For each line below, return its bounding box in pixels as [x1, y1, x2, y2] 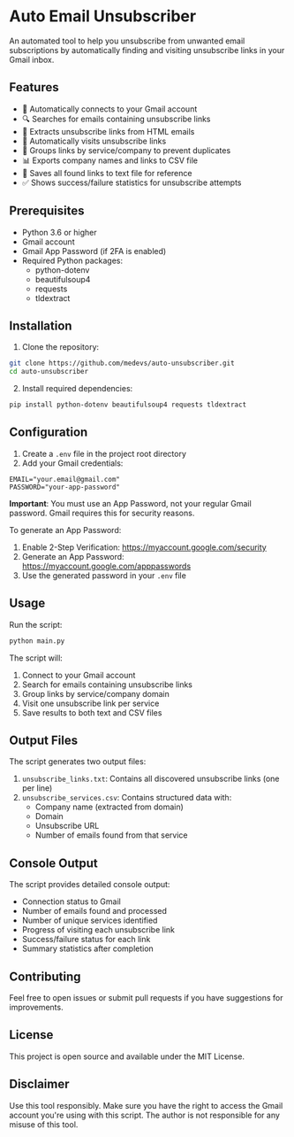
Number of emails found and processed [21, 906, 168, 917]
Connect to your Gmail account [21, 669, 136, 680]
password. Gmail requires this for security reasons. [9, 507, 195, 518]
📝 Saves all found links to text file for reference [21, 167, 192, 178]
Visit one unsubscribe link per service [21, 698, 160, 708]
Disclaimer [9, 1077, 70, 1092]
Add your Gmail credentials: [21, 458, 124, 468]
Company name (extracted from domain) [34, 801, 184, 812]
